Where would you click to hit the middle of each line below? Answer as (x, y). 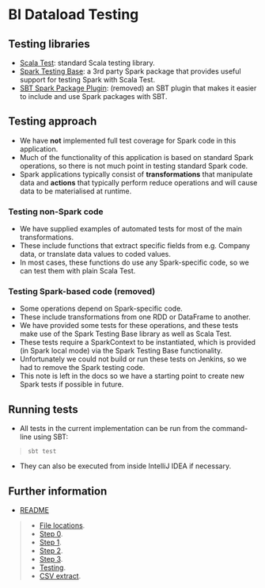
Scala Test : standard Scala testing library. (87, 63)
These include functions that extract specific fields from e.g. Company (135, 246)
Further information (58, 491)
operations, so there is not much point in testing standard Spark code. (134, 166)
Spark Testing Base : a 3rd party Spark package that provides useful (130, 71)
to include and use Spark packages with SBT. (93, 96)
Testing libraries (49, 44)
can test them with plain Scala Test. (78, 271)
